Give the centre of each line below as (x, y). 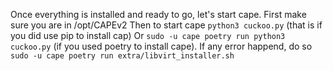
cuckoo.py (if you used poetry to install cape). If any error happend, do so (161, 46)
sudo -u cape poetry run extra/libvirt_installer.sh (122, 56)
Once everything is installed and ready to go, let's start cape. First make (158, 14)
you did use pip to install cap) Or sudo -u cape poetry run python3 (148, 35)
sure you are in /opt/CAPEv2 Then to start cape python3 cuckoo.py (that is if (166, 25)
